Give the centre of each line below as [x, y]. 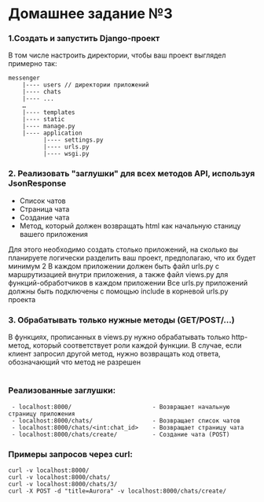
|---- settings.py [73, 140]
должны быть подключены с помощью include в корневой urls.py [118, 291]
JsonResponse [37, 183]
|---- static [44, 120]
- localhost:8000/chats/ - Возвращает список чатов [126, 421]
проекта [22, 299]
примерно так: [33, 64]
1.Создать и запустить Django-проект [84, 39]
